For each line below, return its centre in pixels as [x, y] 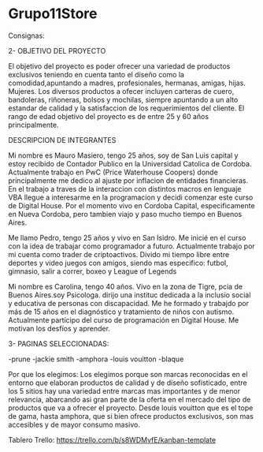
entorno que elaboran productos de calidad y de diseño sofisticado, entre [128, 383]
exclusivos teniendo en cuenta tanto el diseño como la [96, 74]
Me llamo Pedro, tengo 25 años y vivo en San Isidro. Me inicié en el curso [127, 237]
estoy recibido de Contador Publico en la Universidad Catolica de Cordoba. [130, 163]
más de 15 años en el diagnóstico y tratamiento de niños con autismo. [121, 312]
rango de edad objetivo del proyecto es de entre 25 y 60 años [109, 116]
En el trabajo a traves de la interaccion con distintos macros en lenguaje [125, 189]
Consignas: [26, 35]
